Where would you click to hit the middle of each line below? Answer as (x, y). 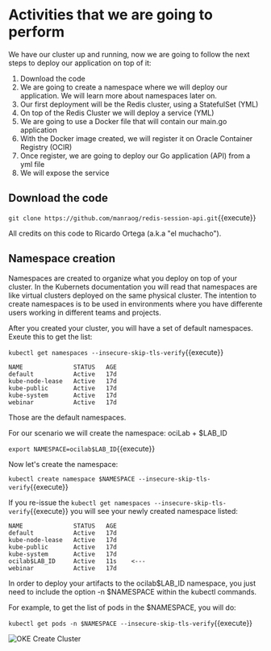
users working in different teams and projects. (85, 312)
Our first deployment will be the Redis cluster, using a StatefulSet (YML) (139, 104)
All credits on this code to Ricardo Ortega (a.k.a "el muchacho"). (115, 233)
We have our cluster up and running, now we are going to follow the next (129, 54)
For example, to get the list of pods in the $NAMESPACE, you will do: (122, 607)
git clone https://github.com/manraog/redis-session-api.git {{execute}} (132, 217)
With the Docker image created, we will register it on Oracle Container (136, 138)
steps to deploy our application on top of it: (80, 63)
